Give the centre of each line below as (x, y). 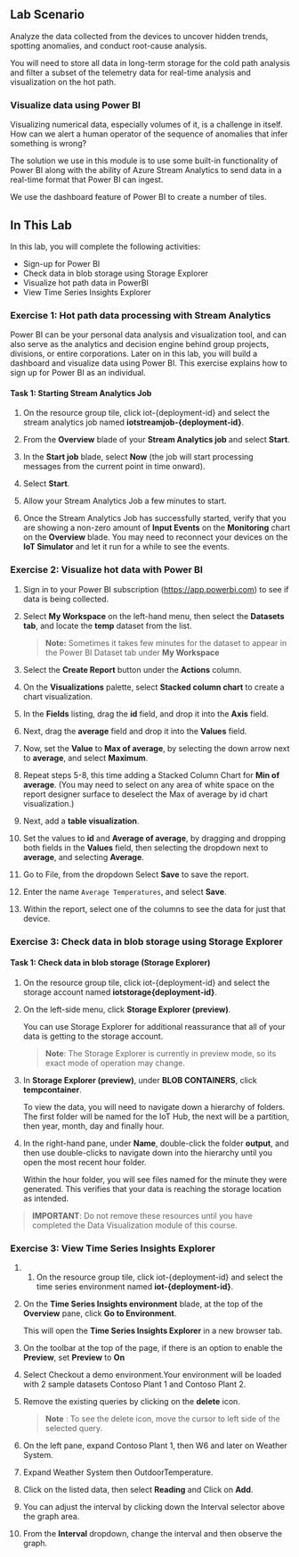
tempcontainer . (53, 1089)
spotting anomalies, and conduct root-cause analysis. (109, 46)
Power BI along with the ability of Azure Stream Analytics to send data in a (146, 170)
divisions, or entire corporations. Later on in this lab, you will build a (134, 354)
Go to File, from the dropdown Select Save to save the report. (136, 874)
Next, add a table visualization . (81, 821)
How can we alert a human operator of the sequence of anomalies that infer (149, 134)
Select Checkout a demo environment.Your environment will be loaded (152, 1375)
